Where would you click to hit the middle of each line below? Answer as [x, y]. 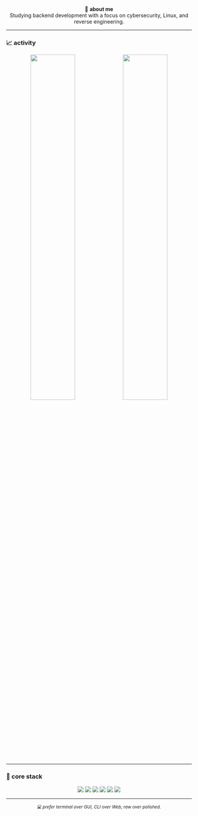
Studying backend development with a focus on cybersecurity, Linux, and [99, 15]
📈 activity [21, 42]
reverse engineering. [99, 22]
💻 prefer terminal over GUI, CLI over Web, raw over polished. [99, 807]
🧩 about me [99, 9]
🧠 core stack [24, 776]
